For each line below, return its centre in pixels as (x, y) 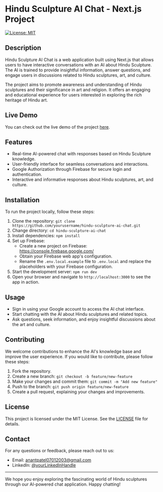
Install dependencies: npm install (46, 236)
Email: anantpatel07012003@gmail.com (51, 460)
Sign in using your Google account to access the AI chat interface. (78, 309)
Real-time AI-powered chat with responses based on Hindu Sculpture (81, 154)
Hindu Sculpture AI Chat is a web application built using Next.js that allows (79, 60)
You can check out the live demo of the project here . (57, 127)
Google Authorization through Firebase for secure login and (72, 169)
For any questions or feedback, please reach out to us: (60, 451)
